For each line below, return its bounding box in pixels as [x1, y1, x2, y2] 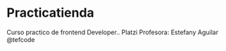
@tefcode [6, 35, 36, 43]
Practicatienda [6, 5, 94, 21]
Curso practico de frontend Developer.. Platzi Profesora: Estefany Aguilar [6, 28, 219, 36]
